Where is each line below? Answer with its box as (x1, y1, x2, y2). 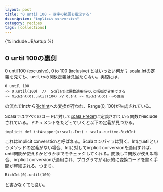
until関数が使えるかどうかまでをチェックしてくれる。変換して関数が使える (5, 151, 154, 156)
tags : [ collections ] (5, 25, 47, 30)
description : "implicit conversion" (5, 16, 79, 21)
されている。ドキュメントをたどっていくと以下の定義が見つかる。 (5, 119, 137, 125)
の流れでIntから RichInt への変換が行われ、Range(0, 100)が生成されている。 (5, 103, 154, 109)
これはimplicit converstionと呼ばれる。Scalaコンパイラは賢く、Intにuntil (5, 138, 150, 144)
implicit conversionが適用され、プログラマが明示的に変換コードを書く (13, 156, 154, 162)
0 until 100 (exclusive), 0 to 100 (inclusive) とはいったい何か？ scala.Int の (5, 68, 151, 74)
